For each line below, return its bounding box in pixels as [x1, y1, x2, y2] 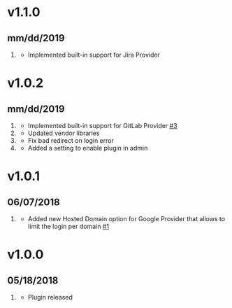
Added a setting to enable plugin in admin [27, 144, 148, 152]
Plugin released [27, 293, 73, 301]
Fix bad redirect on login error [27, 136, 114, 144]
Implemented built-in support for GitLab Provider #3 [27, 122, 177, 129]
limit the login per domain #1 [27, 222, 110, 230]
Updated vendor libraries [27, 129, 100, 137]
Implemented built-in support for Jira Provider [27, 50, 161, 59]
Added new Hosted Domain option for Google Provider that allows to [27, 215, 226, 223]
